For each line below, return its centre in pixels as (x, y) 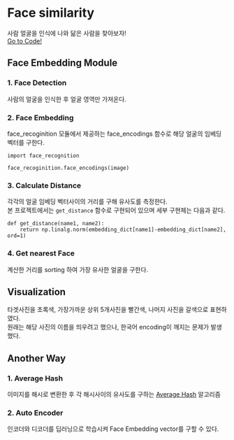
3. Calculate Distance (44, 185)
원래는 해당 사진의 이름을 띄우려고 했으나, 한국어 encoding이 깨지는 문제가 (108, 327)
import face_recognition (43, 155)
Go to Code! (24, 41)
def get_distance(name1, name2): (56, 224)
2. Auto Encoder (35, 413)
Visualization (37, 292)
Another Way (37, 358)
